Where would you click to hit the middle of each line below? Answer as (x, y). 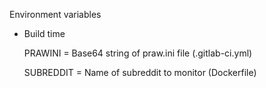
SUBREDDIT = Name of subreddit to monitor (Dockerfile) (140, 72)
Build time (44, 33)
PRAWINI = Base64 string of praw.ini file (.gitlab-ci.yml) (138, 53)
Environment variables (55, 14)
